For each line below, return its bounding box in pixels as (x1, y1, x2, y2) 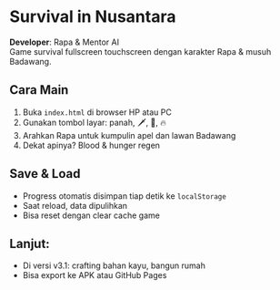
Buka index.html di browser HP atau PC (22, 107, 173, 118)
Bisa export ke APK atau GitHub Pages (22, 270, 167, 281)
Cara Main (9, 82, 69, 98)
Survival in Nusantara (9, 6, 176, 27)
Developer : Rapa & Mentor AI (9, 36, 120, 47)
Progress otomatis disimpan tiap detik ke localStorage (22, 190, 227, 202)
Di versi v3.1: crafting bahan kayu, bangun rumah (22, 260, 206, 271)
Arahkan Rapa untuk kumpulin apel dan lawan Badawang (22, 129, 236, 140)
